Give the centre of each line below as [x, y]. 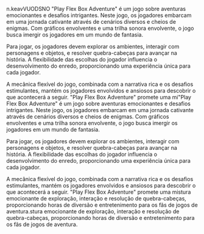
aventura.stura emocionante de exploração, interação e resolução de [93, 211]
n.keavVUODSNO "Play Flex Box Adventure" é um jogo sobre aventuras [96, 9]
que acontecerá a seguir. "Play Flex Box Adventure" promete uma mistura [99, 192]
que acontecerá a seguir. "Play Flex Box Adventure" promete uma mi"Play [99, 97]
